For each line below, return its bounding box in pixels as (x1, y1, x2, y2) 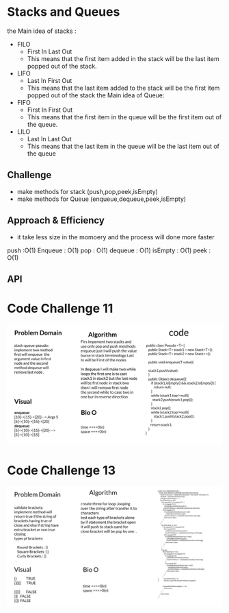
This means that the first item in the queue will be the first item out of (27, 112, 222, 121)
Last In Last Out (27, 134, 72, 143)
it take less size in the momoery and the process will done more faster (16, 232, 215, 241)
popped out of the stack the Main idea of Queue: (27, 91, 165, 99)
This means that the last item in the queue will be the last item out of (27, 142, 220, 150)
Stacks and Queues (7, 4, 120, 20)
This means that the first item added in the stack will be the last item (27, 54, 220, 62)
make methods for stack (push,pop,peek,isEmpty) (16, 187, 159, 195)
